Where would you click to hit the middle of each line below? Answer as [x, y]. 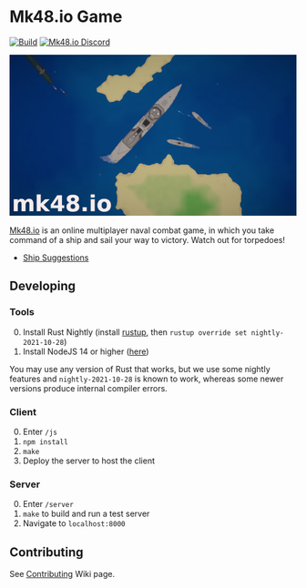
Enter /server [48, 504]
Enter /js [40, 432]
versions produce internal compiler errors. [89, 388]
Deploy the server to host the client [89, 461]
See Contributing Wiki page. [62, 574]
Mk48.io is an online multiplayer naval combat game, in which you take [142, 230]
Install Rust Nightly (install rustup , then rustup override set [135, 332]
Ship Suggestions [56, 258]
